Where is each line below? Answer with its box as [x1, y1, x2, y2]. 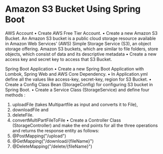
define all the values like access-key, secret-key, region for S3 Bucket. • [5, 76, 152, 82]
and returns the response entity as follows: [12, 127, 99, 133]
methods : [5, 92, 26, 98]
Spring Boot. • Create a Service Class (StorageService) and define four [5, 87, 150, 92]
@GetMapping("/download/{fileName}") [12, 138, 94, 144]
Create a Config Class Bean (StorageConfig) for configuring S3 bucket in [5, 81, 153, 87]
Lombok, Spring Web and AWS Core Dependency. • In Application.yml [5, 71, 148, 77]
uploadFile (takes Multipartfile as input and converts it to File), [12, 101, 138, 107]
